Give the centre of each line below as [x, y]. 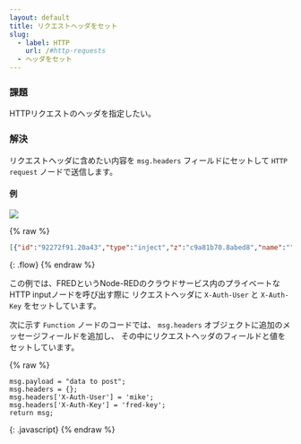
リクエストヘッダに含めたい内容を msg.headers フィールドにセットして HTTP [149, 160]
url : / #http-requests [65, 51]
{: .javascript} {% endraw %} [62, 429]
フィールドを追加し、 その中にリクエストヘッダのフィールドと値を [163, 335]
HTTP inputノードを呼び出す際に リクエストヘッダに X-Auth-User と [134, 294]
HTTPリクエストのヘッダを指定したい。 [83, 114]
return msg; [31, 413]
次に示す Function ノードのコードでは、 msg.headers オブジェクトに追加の [146, 325]
